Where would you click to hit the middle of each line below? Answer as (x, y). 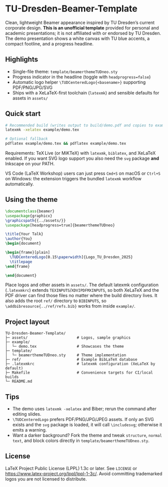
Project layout (27, 322)
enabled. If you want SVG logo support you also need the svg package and (82, 158)
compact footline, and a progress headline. (49, 43)
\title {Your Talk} (24, 234)
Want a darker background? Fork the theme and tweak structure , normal (87, 435)
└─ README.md (19, 382)
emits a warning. (29, 430)
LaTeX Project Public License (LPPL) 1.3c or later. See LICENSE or (71, 468)
